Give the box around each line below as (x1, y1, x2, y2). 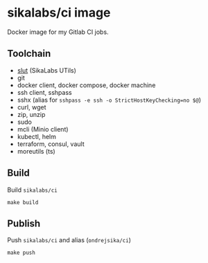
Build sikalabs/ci (7, 185, 58, 194)
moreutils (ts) (17, 147, 55, 155)
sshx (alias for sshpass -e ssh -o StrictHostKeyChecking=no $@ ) (17, 96, 202, 104)
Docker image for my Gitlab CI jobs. (7, 28, 109, 36)
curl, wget (17, 102, 46, 111)
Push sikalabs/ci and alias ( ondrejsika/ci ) (7, 236, 132, 244)
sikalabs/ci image (7, 5, 111, 21)
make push (7, 249, 36, 257)
